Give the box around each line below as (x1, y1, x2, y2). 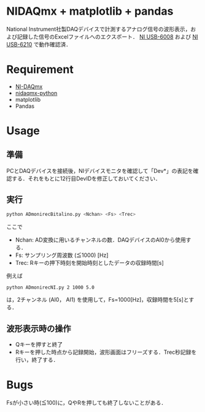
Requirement (6, 63, 74, 77)
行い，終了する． (15, 356, 59, 364)
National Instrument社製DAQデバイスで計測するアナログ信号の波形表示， (6, 25, 191, 32)
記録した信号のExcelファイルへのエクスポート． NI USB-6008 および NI (17, 32, 198, 40)
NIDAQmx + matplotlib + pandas (6, 4, 174, 18)
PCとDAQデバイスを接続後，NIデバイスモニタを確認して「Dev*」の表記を (6, 167, 193, 174)
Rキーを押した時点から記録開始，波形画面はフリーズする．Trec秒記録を (15, 348, 197, 356)
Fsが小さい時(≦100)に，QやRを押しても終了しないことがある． (6, 399, 167, 406)
